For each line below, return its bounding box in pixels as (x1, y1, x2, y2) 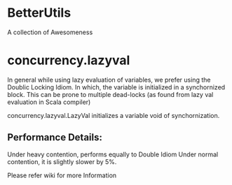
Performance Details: (7, 131, 103, 144)
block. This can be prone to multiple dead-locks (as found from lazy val (7, 90, 214, 98)
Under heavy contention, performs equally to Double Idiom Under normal (7, 150, 219, 158)
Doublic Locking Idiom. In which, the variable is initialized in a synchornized (7, 82, 226, 91)
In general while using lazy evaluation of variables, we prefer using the (7, 75, 211, 84)
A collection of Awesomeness (7, 28, 93, 36)
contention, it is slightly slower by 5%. (7, 157, 117, 165)
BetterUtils (7, 5, 71, 21)
